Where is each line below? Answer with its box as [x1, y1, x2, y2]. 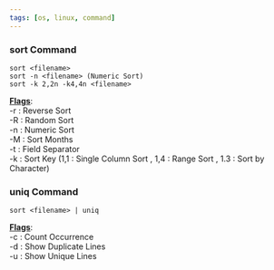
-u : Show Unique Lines [9, 251, 97, 262]
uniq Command [9, 185, 79, 198]
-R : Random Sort [9, 114, 74, 125]
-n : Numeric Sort [9, 124, 75, 135]
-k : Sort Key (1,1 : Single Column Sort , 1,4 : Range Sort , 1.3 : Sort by [9, 153, 265, 164]
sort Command [9, 43, 77, 55]
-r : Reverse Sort [9, 105, 72, 116]
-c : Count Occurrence [9, 232, 94, 243]
